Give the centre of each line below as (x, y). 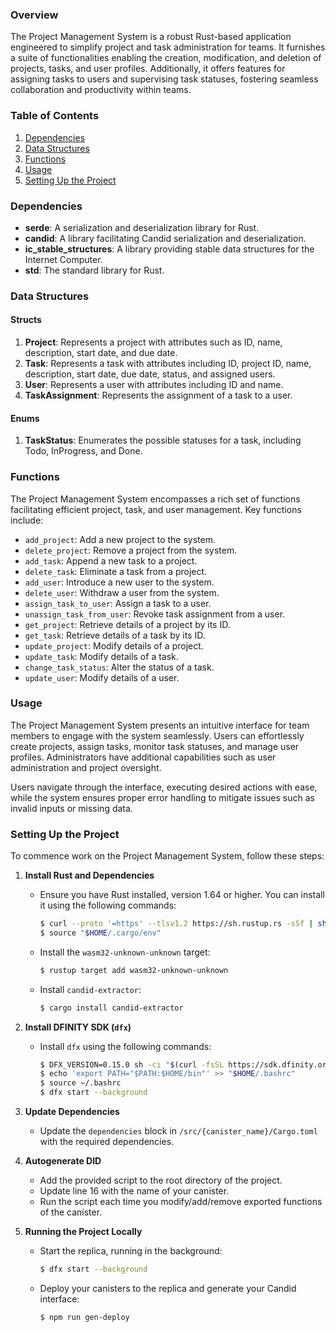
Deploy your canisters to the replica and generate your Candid (168, 1288)
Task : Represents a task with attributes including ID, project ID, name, (168, 364)
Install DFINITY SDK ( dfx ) (78, 1027)
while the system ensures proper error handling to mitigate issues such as (162, 797)
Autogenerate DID (63, 1161)
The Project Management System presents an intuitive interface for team (160, 725)
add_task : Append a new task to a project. (111, 560)
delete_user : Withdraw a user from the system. (122, 592)
